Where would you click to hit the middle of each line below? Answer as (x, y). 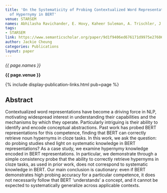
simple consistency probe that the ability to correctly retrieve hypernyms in (82, 159)
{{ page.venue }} (23, 75)
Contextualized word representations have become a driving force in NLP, (81, 112)
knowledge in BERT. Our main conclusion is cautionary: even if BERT (75, 170)
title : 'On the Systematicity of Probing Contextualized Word (71, 10)
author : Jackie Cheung (29, 42)
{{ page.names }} (23, 65)
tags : (11, 28)
